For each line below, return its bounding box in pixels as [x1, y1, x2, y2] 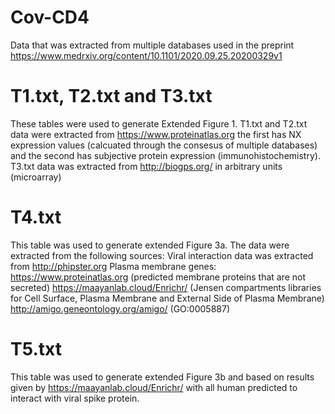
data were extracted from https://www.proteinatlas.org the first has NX [10, 128, 302, 140]
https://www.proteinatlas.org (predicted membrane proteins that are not [10, 271, 307, 283]
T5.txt [10, 338, 62, 360]
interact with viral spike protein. [10, 392, 140, 404]
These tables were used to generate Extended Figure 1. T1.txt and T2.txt [10, 117, 308, 130]
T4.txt [10, 206, 62, 229]
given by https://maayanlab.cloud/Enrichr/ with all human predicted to [10, 381, 298, 393]
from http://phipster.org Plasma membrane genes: [10, 260, 217, 272]
